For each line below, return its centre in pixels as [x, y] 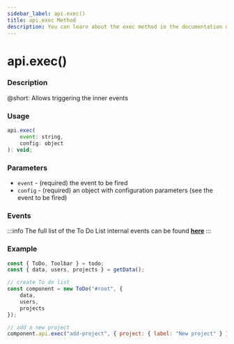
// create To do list [39, 283]
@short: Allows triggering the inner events [68, 97]
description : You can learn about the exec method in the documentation [115, 26]
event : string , [42, 137]
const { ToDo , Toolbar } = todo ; [56, 263]
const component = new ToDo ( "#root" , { [65, 289]
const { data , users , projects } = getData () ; [76, 270]
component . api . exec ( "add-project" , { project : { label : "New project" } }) [119, 334]
